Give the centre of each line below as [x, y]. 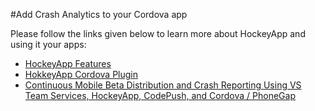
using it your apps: [48, 44]
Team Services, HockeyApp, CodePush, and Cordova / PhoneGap [160, 95]
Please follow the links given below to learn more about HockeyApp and [158, 33]
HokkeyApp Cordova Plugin [81, 74]
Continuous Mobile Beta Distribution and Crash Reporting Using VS [163, 85]
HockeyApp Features [68, 63]
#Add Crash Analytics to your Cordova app [99, 14]
